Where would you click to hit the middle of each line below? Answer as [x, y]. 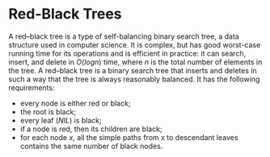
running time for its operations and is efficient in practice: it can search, [127, 53]
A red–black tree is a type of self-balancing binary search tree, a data [124, 36]
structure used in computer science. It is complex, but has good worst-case [135, 44]
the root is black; [48, 112]
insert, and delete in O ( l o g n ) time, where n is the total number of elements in [135, 62]
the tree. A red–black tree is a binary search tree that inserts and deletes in [133, 70]
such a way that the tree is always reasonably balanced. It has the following [134, 79]
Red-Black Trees [65, 14]
